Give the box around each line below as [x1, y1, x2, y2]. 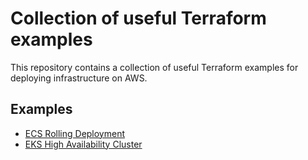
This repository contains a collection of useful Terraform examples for [10, 61, 299, 73]
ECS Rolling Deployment [24, 127, 126, 139]
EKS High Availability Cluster [24, 138, 143, 150]
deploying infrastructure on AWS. [10, 72, 148, 84]
